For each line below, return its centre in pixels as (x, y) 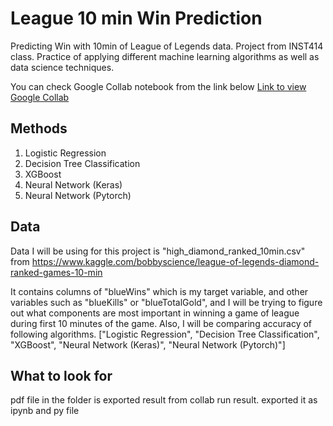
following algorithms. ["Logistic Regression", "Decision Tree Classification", (165, 334)
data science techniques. (62, 67)
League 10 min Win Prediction (136, 18)
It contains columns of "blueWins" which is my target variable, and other (159, 291)
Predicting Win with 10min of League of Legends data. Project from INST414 (167, 46)
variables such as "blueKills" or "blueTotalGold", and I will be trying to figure (166, 302)
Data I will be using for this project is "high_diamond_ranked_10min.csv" (158, 251)
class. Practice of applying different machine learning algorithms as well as (165, 56)
